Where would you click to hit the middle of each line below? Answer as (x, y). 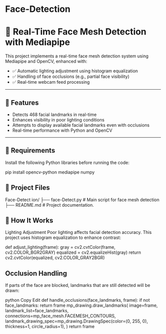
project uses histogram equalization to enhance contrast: (63, 238)
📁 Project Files (28, 188)
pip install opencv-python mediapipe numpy (50, 172)
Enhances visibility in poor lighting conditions (58, 119)
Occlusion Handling (36, 273)
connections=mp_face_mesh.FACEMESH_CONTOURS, (61, 316)
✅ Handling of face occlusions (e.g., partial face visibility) (71, 77)
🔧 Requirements (30, 150)
